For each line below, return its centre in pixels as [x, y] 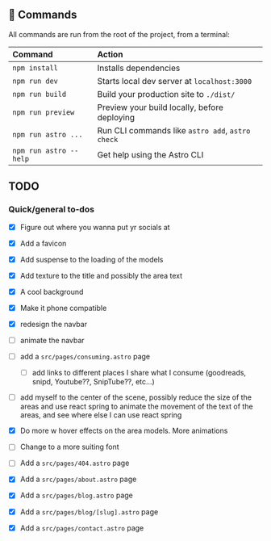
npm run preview [44, 112]
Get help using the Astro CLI [150, 154]
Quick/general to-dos [52, 209]
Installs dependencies [139, 68]
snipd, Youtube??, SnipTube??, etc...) [93, 382]
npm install [35, 68]
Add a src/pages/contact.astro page [82, 528]
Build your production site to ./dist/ [166, 94]
